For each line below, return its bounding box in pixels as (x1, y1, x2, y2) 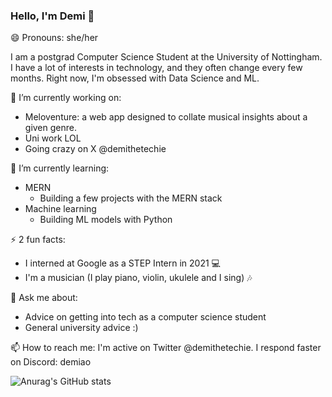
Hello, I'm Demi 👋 (10, 9, 95, 23)
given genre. (24, 122, 77, 134)
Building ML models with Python (39, 214, 173, 226)
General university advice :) (24, 322, 139, 334)
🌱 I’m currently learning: (10, 162, 110, 174)
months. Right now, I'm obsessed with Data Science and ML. (10, 72, 260, 84)
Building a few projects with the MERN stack (39, 192, 223, 204)
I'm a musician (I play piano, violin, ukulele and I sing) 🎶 (24, 272, 253, 284)
